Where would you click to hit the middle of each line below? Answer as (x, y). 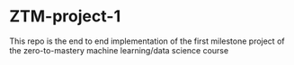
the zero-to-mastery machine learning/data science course (119, 50)
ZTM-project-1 (65, 16)
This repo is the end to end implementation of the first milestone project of (147, 41)
